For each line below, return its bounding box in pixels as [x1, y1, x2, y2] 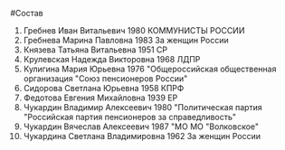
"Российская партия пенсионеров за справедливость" [23, 112, 237, 122]
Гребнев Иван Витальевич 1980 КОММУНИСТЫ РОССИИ [23, 25, 245, 35]
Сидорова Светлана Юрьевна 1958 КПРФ [23, 83, 185, 93]
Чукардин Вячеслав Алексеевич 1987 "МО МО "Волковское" [23, 121, 260, 132]
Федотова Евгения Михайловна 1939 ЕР [23, 92, 178, 103]
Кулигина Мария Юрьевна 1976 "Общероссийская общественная [23, 63, 277, 74]
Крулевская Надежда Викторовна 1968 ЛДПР [23, 54, 201, 64]
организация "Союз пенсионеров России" [23, 73, 188, 84]
